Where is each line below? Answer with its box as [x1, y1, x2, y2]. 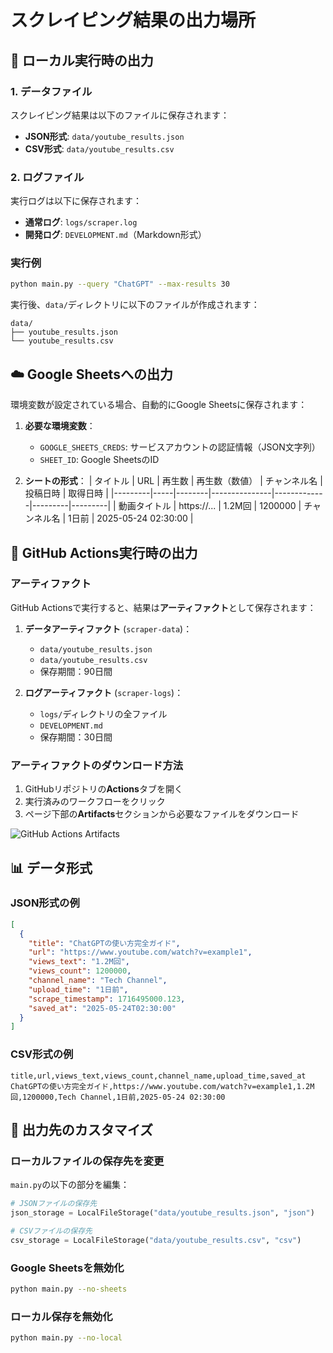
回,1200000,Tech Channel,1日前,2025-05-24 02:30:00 [10, 1092, 226, 1102]
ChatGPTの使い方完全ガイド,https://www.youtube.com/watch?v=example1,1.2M [10, 1081, 315, 1091]
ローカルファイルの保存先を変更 [10, 1154, 165, 1168]
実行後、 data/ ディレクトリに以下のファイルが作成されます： [10, 299, 260, 311]
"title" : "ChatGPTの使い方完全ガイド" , [28, 938, 181, 948]
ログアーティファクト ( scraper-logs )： [24, 686, 184, 698]
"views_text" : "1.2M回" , [28, 957, 130, 967]
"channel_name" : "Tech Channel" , [28, 976, 168, 986]
